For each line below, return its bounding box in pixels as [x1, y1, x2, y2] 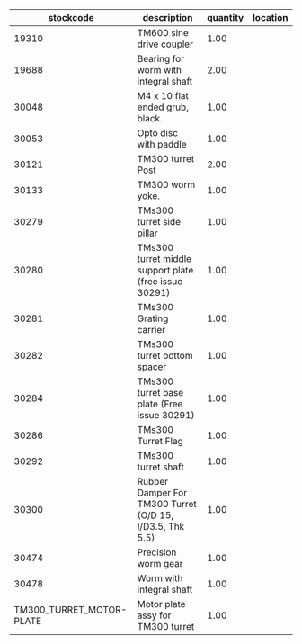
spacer [137, 361, 167, 372]
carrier [137, 324, 166, 335]
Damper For [137, 487, 187, 498]
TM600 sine [137, 27, 189, 39]
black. [137, 112, 164, 124]
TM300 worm [137, 179, 196, 191]
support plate [137, 264, 194, 276]
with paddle [137, 139, 187, 150]
